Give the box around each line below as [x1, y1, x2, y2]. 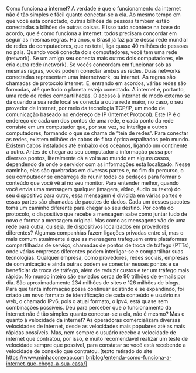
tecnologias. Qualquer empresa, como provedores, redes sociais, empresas [6, 255, 189, 261]
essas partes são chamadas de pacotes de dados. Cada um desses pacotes [6, 198, 190, 205]
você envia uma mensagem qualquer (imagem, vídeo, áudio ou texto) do [6, 186, 181, 192]
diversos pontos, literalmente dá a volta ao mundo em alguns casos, [6, 155, 171, 161]
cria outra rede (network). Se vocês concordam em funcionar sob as [6, 61, 171, 68]
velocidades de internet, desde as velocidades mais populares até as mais [6, 323, 185, 330]
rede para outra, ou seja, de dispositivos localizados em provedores [6, 223, 170, 230]
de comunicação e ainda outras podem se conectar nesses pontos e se [6, 260, 178, 267]
